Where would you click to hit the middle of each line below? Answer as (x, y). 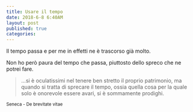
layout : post (23, 23)
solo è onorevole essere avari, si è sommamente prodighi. (92, 93)
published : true (26, 28)
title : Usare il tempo (35, 12)
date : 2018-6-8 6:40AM (35, 17)
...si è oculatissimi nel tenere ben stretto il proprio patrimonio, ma (101, 81)
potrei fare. (20, 69)
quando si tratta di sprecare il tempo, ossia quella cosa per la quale (104, 87)
